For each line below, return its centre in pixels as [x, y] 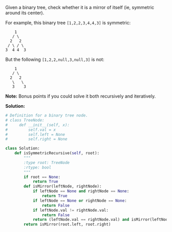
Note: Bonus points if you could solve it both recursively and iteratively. [81, 96]
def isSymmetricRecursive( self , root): [57, 153]
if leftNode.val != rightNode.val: [71, 210]
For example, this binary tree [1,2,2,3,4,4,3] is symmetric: [68, 23]
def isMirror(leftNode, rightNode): [63, 187]
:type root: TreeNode [47, 163]
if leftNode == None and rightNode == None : [81, 191]
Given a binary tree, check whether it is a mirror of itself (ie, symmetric [80, 7]
